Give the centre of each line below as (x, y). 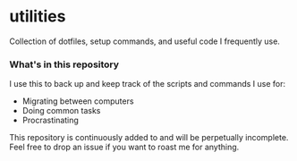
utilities (38, 17)
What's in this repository (64, 64)
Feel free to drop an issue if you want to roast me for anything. (124, 147)
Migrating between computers (78, 101)
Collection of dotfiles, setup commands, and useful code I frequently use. (144, 41)
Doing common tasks (61, 111)
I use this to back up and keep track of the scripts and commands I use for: (148, 84)
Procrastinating (50, 120)
